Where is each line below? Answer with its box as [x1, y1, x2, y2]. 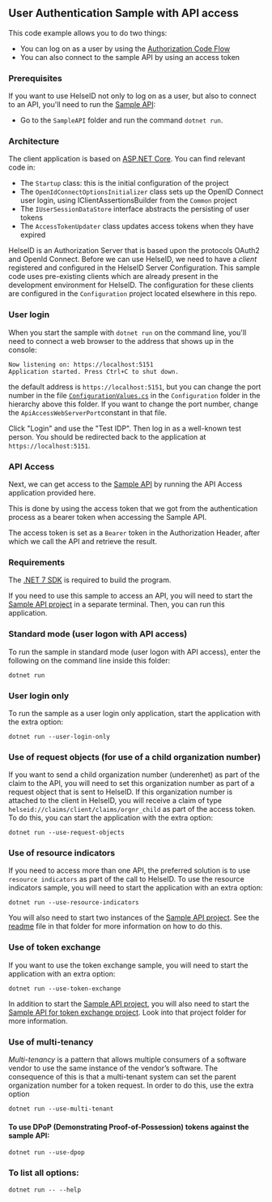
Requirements [8, 556, 66, 568]
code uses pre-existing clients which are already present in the [8, 272, 219, 281]
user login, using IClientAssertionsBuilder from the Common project [19, 195, 237, 205]
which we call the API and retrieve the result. [8, 537, 158, 546]
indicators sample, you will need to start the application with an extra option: [8, 883, 263, 893]
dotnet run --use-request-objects [8, 829, 125, 837]
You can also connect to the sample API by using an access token [19, 52, 240, 62]
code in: [8, 162, 36, 173]
